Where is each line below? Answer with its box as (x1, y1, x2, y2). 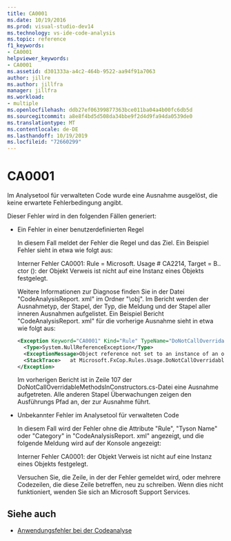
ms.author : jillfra (7, 81, 63, 88)
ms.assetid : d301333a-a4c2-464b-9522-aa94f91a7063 (7, 68, 156, 75)
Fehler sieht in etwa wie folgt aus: (17, 246, 113, 254)
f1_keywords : (7, 42, 45, 49)
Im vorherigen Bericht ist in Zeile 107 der (17, 376, 132, 384)
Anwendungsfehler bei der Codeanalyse (17, 526, 132, 535)
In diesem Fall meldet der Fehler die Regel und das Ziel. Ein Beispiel (17, 239, 209, 247)
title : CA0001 (7, 10, 48, 17)
